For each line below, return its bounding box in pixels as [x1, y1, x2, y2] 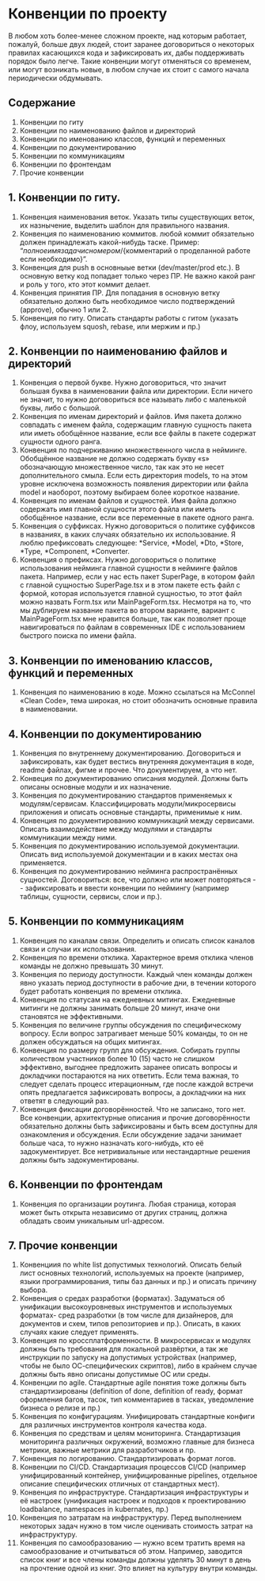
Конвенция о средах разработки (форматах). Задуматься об [19, 1294, 225, 1303]
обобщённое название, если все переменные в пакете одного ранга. [19, 513, 255, 522]
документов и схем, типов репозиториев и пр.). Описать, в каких [19, 1319, 241, 1329]
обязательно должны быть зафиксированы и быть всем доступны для [19, 1121, 258, 1131]
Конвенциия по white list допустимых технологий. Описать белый [19, 1260, 242, 1270]
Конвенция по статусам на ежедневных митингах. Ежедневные [19, 994, 236, 1004]
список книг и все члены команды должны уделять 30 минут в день [19, 1555, 252, 1564]
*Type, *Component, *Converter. [19, 547, 131, 556]
